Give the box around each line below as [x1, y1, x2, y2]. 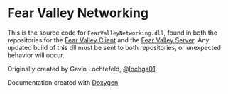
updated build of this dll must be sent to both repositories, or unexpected [7, 43, 222, 52]
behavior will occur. [7, 51, 65, 59]
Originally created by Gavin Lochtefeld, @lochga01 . [7, 64, 158, 73]
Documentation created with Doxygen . [7, 78, 121, 86]
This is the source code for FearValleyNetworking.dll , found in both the [7, 28, 218, 37]
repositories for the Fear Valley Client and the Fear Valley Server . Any [7, 35, 210, 44]
